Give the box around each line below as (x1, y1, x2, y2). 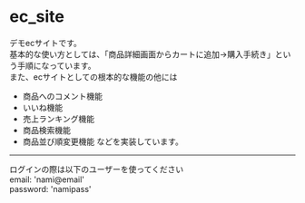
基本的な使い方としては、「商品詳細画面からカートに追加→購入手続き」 (9, 48, 275, 60)
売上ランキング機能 (22, 113, 95, 124)
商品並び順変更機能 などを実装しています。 (22, 136, 183, 147)
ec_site (9, 6, 65, 27)
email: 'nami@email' (9, 174, 84, 185)
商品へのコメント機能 (22, 91, 103, 101)
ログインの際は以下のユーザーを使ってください (9, 163, 184, 174)
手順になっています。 (16, 60, 96, 71)
